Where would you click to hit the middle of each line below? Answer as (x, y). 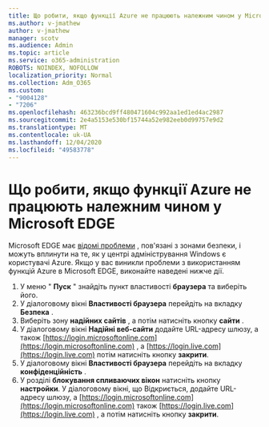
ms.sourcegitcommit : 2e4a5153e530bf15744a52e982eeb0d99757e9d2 (116, 120)
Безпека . (36, 312)
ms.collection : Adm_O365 (50, 83)
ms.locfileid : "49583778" (51, 150)
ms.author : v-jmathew (44, 23)
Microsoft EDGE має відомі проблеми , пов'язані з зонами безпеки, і (125, 246)
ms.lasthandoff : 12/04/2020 (55, 142)
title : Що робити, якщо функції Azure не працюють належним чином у (125, 16)
